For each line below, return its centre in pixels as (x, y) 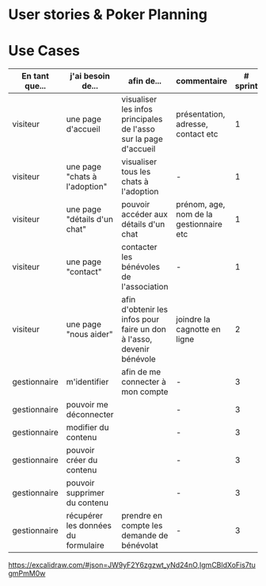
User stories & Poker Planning (108, 15)
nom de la (194, 214)
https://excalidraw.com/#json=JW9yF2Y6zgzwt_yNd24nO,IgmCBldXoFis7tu (132, 565)
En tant (36, 76)
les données (89, 526)
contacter (139, 247)
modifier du (87, 427)
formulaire (85, 546)
